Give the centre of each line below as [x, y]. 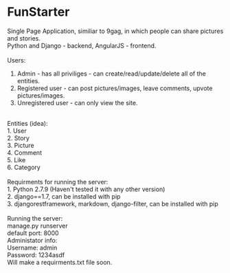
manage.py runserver [38, 226]
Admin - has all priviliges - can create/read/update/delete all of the [111, 74]
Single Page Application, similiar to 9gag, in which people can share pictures [115, 31]
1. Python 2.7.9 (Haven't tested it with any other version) [86, 189]
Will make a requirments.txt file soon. [60, 262]
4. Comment [25, 153]
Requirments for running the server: [58, 182]
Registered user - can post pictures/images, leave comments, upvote [115, 88]
